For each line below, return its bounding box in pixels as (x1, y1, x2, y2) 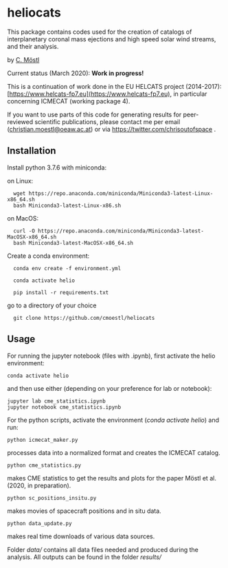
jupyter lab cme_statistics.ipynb (7, 398, 106, 405)
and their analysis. (7, 42, 59, 50)
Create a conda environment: (7, 252, 90, 260)
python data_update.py (7, 520, 72, 527)
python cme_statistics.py (7, 462, 81, 469)
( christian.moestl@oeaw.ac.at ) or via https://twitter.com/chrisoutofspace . (7, 125, 216, 133)
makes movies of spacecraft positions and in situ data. (7, 507, 161, 515)
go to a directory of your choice (7, 301, 97, 310)
